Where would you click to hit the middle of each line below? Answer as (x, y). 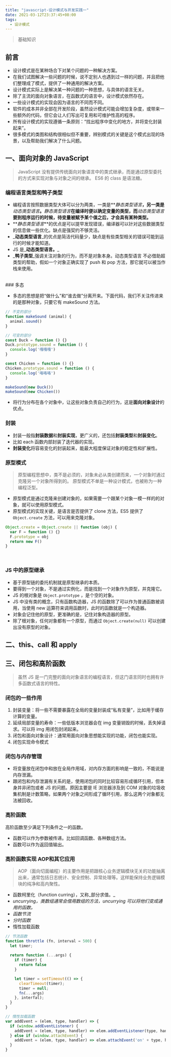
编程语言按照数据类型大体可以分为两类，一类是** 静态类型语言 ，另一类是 (88, 205)
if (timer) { (28, 960)
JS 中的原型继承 (25, 570)
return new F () (26, 542)
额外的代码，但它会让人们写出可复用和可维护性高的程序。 (77, 115)
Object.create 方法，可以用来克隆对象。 (55, 518)
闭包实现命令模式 (31, 742)
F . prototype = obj (30, 537)
